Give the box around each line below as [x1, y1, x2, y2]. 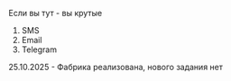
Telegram [21, 44, 58, 55]
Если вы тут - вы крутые [8, 8, 103, 18]
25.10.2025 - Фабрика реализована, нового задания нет [8, 62, 223, 72]
